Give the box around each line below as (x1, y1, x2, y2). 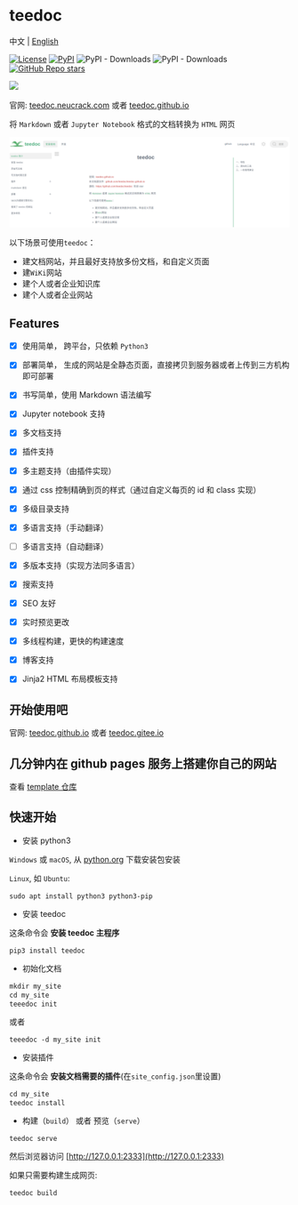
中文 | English (9, 36, 60, 46)
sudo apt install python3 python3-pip (9, 891, 153, 901)
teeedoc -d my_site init (9, 1035, 101, 1044)
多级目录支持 (21, 503, 69, 514)
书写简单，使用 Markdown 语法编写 (21, 390, 152, 400)
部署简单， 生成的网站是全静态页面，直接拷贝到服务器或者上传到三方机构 (21, 359, 290, 370)
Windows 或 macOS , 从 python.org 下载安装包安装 (9, 854, 181, 864)
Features (9, 316, 60, 331)
